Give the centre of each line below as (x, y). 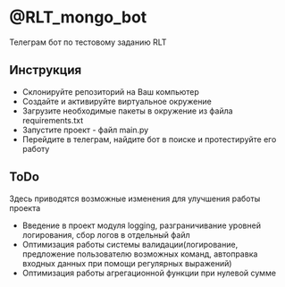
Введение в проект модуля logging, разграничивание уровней (142, 225)
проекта (25, 207)
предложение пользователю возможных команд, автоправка (140, 254)
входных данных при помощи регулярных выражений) (127, 263)
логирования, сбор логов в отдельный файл (106, 234)
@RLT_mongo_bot (78, 17)
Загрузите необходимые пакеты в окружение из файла (128, 111)
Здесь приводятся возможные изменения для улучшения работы (135, 198)
